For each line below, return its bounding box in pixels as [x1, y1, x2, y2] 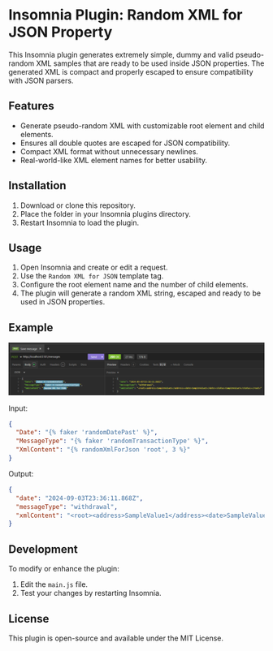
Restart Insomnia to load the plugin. [19, 218, 140, 227]
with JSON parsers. [8, 75, 74, 85]
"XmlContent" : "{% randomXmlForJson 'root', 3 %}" [15, 446, 191, 454]
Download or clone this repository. [19, 200, 136, 210]
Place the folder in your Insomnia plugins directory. [19, 209, 191, 218]
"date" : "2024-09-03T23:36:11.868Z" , [15, 494, 144, 502]
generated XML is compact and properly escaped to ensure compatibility [8, 67, 253, 76]
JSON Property [8, 23, 113, 41]
